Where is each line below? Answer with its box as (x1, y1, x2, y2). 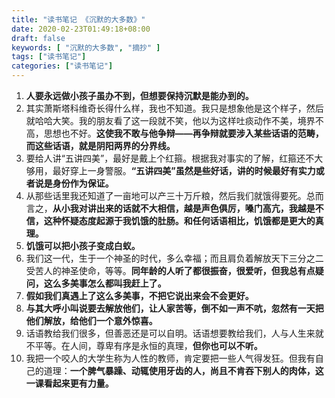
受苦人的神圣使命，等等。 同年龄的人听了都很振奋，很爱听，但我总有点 (25, 265, 316, 276)
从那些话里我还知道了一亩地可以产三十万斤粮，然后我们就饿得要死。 (25, 190, 307, 201)
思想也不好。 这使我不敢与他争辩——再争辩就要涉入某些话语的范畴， (43, 127, 324, 139)
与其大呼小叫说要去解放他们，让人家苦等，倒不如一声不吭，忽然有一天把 (25, 302, 324, 314)
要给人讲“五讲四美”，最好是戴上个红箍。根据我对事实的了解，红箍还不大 (25, 152, 324, 164)
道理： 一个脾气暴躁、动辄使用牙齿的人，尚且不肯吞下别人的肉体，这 (43, 365, 324, 376)
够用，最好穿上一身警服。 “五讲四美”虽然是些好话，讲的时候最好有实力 (25, 165, 316, 176)
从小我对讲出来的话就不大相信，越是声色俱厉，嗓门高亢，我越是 (52, 202, 316, 214)
